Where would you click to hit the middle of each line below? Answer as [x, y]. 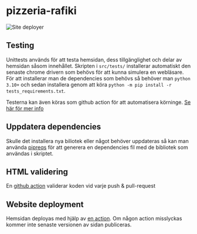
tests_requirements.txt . [36, 91]
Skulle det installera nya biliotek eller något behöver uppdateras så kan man [97, 141]
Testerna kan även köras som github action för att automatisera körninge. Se [98, 102]
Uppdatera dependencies [54, 127]
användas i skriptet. [30, 153]
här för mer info [25, 108]
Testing [20, 45]
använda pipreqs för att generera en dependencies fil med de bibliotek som [97, 147]
